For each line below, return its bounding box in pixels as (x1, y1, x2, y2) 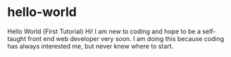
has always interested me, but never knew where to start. (7, 42, 174, 50)
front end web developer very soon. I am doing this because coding (27, 34, 225, 42)
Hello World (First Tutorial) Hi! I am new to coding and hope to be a (7, 27, 201, 35)
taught (7, 34, 27, 42)
